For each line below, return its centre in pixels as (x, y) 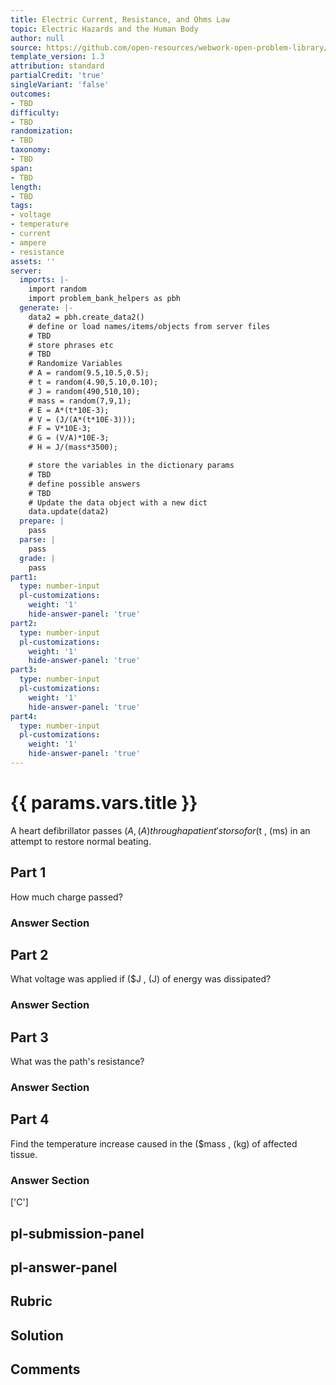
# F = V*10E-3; (60, 429)
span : (21, 168)
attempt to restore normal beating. (81, 841)
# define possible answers (84, 484)
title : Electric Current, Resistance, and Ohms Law (120, 19)
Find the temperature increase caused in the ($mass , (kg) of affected (154, 1143)
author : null (37, 38)
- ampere (28, 242)
